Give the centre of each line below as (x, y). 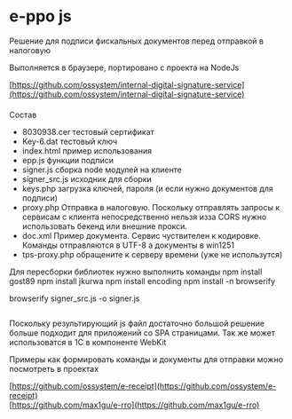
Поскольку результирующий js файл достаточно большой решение (137, 323)
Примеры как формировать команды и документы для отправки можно (146, 359)
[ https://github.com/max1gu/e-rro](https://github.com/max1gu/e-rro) (134, 405)
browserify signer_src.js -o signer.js (75, 298)
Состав (23, 115)
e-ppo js (41, 16)
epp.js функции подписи (67, 160)
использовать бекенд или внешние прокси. (105, 226)
